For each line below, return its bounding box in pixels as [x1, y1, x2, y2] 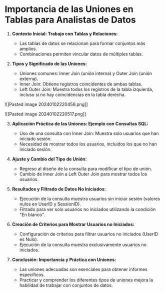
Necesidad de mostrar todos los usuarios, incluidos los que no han [19, 141, 157, 147]
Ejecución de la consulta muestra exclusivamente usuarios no [19, 241, 147, 247]
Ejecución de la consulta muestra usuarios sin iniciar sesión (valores [19, 195, 160, 201]
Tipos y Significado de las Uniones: [11, 60, 87, 66]
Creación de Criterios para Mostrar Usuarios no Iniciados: [11, 221, 134, 227]
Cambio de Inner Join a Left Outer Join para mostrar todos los [19, 171, 147, 177]
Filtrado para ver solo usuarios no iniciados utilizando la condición [19, 206, 156, 212]
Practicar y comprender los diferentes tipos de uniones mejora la [19, 276, 153, 283]
